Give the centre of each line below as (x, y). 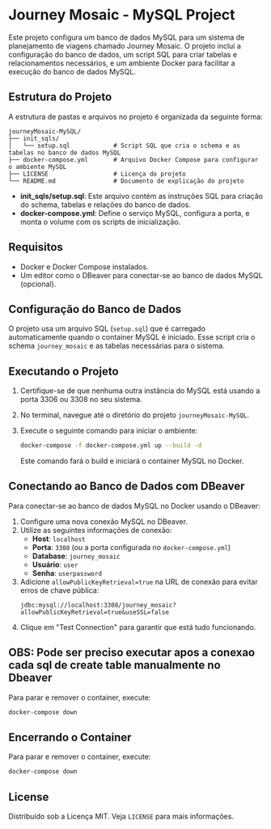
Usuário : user (55, 565)
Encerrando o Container (70, 737)
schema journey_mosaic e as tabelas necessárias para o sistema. (116, 346)
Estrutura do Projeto (60, 97)
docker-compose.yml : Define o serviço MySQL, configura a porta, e (135, 213)
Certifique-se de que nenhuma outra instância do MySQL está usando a (140, 391)
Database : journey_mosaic (76, 556)
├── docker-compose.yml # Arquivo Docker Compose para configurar (133, 159)
